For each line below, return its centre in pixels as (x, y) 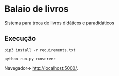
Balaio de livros (37, 9)
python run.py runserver (30, 59)
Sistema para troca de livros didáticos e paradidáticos (59, 23)
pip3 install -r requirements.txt (40, 50)
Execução (20, 38)
